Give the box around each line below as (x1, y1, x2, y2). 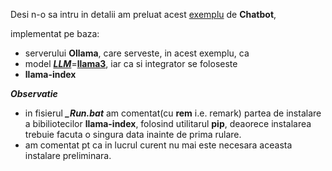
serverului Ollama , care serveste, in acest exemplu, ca (24, 47, 250, 59)
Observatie (10, 88, 58, 99)
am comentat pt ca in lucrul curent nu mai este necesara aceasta (24, 139, 293, 151)
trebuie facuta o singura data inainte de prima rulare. (24, 129, 242, 140)
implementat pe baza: (10, 28, 100, 39)
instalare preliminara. (24, 150, 112, 161)
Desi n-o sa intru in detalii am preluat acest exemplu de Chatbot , (10, 9, 277, 20)
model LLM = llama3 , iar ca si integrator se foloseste (24, 58, 238, 69)
